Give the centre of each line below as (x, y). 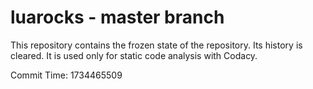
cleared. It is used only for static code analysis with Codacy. (134, 55)
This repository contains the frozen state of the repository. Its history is (156, 45)
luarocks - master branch (117, 17)
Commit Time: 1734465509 (66, 75)
